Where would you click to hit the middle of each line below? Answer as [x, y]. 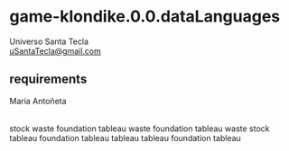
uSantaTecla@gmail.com [56, 50]
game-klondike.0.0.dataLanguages [145, 17]
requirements [48, 80]
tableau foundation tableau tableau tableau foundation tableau [125, 138]
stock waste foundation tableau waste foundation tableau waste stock [140, 129]
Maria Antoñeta [38, 101]
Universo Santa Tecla [49, 41]
